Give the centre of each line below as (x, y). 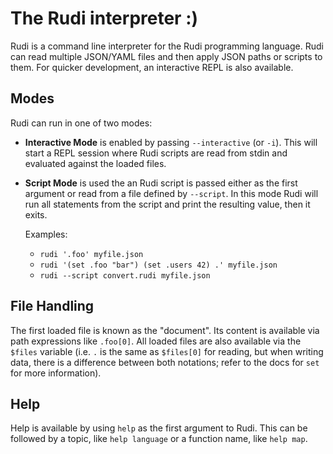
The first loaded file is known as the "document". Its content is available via (165, 330)
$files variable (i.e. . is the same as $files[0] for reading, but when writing (167, 351)
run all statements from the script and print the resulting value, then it (167, 204)
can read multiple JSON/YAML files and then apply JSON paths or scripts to (166, 56)
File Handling (52, 306)
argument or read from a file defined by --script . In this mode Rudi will (171, 193)
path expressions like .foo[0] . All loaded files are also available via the (156, 341)
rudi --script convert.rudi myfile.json (125, 275)
